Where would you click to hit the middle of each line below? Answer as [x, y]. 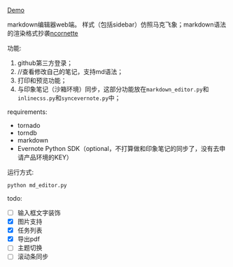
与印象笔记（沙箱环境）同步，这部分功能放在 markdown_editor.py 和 [113, 89]
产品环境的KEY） [48, 157]
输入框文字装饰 [39, 213]
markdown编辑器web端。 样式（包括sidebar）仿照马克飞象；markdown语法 [117, 24]
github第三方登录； [45, 63]
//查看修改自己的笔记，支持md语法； [70, 72]
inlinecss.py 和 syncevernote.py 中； [69, 98]
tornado [29, 125]
